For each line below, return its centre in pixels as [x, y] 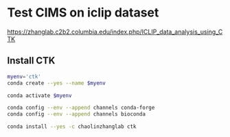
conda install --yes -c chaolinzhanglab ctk [72, 127]
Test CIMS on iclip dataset [83, 13]
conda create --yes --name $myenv [57, 83]
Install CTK [31, 61]
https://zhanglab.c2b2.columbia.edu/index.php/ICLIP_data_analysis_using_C [115, 32]
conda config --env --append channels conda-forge [81, 108]
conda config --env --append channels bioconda [77, 114]
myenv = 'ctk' [24, 76]
